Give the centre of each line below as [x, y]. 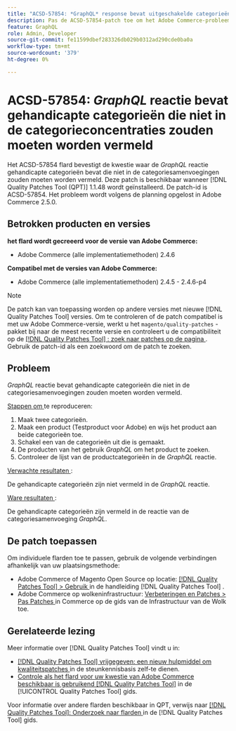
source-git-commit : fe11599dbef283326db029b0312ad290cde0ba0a [100, 40]
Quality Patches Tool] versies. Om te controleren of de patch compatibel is [115, 316]
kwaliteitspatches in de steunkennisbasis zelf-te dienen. [99, 669]
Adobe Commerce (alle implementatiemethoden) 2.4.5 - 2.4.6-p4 [112, 282]
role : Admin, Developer [42, 33]
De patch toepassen [52, 541]
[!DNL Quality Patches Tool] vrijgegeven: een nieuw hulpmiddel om [114, 661]
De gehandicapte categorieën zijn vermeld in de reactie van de [98, 512]
